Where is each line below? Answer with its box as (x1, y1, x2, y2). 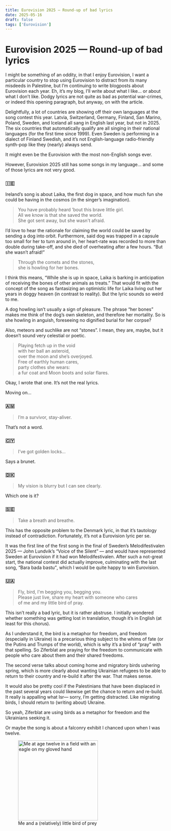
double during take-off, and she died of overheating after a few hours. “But (5, 244, 163, 250)
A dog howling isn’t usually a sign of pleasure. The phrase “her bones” (5, 306, 154, 313)
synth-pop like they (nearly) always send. (5, 141, 93, 148)
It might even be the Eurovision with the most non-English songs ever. (5, 152, 152, 158)
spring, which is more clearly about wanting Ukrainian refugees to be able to (5, 667, 166, 674)
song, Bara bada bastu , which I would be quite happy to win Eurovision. (5, 564, 160, 571)
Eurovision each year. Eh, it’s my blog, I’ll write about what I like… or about (5, 88, 161, 94)
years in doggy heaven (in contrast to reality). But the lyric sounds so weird (5, 291, 163, 297)
